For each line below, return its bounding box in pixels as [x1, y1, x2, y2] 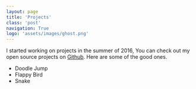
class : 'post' [6, 20, 42, 26]
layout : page [6, 8, 39, 15]
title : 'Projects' [6, 14, 52, 20]
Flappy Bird [14, 71, 43, 78]
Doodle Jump [14, 65, 48, 72]
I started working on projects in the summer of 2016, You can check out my [6, 47, 190, 54]
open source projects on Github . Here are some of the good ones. [6, 53, 167, 61]
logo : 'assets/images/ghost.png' [6, 31, 89, 37]
